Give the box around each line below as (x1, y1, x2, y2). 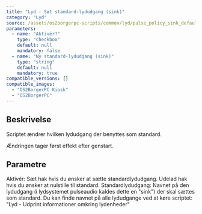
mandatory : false (17, 48, 61, 54)
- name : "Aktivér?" (11, 31, 61, 37)
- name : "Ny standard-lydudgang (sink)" (11, 53, 114, 59)
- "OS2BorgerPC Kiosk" (11, 87, 69, 93)
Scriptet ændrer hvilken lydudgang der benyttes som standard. (6, 130, 162, 138)
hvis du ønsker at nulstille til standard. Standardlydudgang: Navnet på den (6, 182, 189, 189)
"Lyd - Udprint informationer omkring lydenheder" (6, 201, 130, 208)
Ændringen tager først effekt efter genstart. (6, 142, 114, 149)
